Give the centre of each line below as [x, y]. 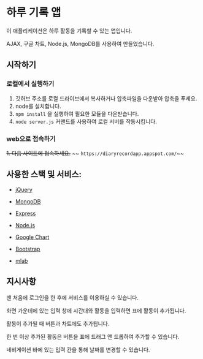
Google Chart [32, 237]
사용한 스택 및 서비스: [44, 174]
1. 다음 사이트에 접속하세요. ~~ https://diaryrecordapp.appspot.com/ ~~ [95, 153]
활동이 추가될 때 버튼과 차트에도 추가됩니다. [58, 323]
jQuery [24, 189]
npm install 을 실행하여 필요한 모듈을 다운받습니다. [77, 113]
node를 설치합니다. [38, 106]
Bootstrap [28, 249]
